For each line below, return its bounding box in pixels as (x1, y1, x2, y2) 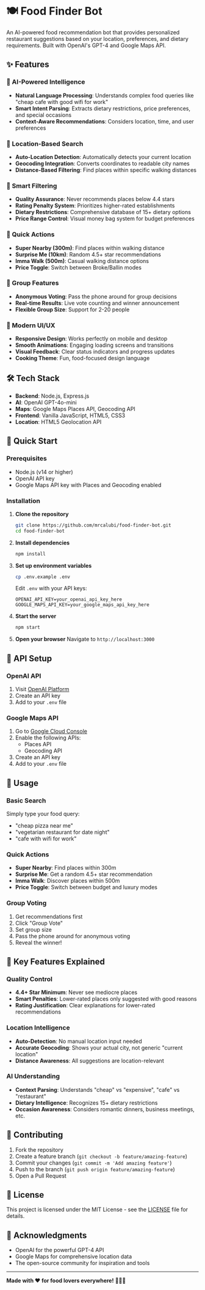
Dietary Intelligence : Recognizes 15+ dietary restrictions (15, 1099, 158, 1107)
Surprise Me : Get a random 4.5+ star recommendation (15, 870, 153, 878)
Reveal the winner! (15, 939, 62, 946)
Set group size (15, 925, 52, 933)
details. (6, 1212, 25, 1220)
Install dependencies (15, 539, 70, 546)
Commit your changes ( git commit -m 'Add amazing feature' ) (15, 1159, 172, 1166)
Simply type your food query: (6, 810, 80, 817)
